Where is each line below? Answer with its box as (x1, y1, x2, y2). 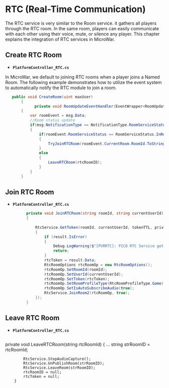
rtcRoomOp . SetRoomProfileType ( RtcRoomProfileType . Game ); (44, 281, 166, 286)
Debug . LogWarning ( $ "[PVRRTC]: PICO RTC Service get (53, 244, 164, 249)
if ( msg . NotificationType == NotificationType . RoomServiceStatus (30, 122, 167, 127)
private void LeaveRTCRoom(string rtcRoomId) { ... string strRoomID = (5, 341, 150, 347)
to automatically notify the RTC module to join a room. (5, 85, 117, 91)
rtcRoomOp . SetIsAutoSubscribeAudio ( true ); (44, 286, 135, 291)
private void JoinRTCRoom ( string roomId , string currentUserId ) (26, 211, 164, 216)
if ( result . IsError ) (44, 234, 88, 240)
